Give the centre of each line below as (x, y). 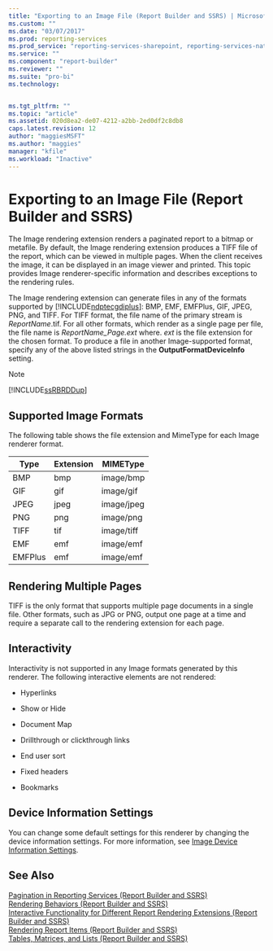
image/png (122, 518)
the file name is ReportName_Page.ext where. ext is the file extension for (131, 333)
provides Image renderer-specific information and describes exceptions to (133, 274)
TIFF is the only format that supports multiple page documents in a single (131, 606)
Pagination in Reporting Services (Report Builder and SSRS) (108, 895)
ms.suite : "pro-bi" (41, 77)
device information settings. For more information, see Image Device (123, 841)
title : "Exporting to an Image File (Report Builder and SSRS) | (121, 16)
